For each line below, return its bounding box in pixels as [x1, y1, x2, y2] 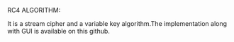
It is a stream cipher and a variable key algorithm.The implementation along [7, 20, 228, 27]
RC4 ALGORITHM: [7, 6, 61, 14]
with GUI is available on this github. [7, 27, 110, 35]
